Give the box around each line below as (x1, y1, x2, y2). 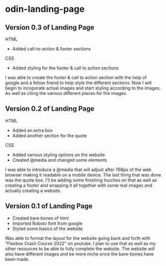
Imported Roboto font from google (12, 220, 83, 226)
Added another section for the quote (12, 133, 87, 138)
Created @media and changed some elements (12, 157, 108, 163)
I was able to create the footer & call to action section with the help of (5, 75, 147, 80)
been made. (5, 256, 30, 262)
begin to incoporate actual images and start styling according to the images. (5, 85, 161, 91)
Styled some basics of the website (12, 225, 83, 231)
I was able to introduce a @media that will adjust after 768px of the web (5, 167, 152, 173)
